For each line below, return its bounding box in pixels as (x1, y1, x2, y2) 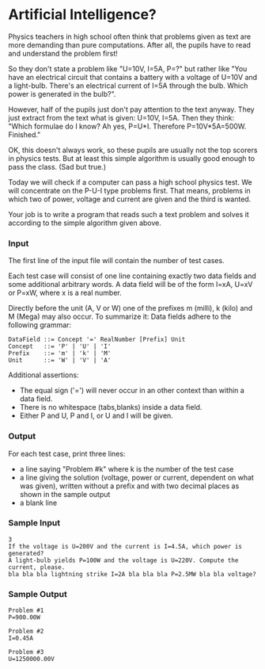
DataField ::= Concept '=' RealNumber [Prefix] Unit (8, 335, 186, 344)
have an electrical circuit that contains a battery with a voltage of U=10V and (8, 72, 258, 82)
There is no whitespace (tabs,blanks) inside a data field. (19, 403, 203, 412)
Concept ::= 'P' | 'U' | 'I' (8, 342, 112, 350)
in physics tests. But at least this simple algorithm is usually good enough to (8, 153, 256, 163)
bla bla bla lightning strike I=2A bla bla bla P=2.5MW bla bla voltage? (8, 570, 257, 578)
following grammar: (8, 320, 72, 330)
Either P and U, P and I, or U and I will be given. (19, 411, 174, 421)
